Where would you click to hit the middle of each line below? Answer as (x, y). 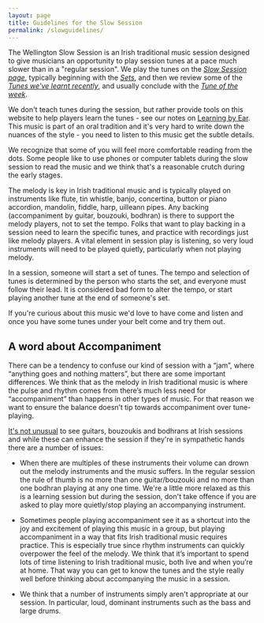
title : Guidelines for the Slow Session (76, 23)
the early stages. (35, 175)
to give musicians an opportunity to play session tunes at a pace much (123, 61)
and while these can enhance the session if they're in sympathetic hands (126, 439)
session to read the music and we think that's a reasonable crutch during (126, 167)
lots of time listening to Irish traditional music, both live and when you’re (136, 562)
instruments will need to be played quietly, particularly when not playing (125, 249)
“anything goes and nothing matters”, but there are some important (117, 374)
